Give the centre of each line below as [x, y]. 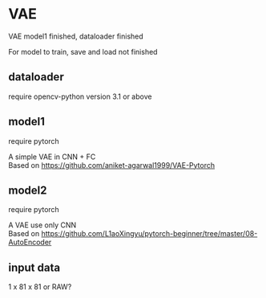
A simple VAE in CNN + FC [52, 157]
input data [34, 267]
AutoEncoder [30, 243]
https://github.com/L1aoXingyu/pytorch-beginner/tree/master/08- [149, 234]
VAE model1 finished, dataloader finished [76, 36]
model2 [28, 190]
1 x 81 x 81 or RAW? [40, 287]
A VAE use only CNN [42, 225]
